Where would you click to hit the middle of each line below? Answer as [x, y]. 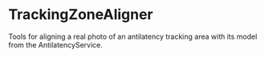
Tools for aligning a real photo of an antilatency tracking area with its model [133, 36]
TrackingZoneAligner [81, 15]
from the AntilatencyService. [55, 44]
